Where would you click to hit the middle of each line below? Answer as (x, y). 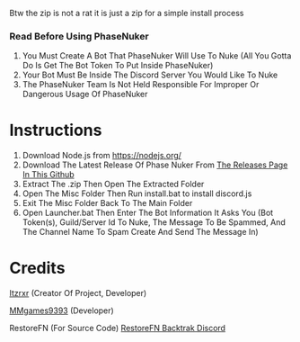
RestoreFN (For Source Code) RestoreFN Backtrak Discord (118, 328)
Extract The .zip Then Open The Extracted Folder (113, 184)
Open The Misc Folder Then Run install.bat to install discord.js (137, 193)
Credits (37, 268)
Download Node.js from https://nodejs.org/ (102, 156)
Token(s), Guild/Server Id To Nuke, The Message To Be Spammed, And (154, 222)
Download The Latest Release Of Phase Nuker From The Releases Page (155, 165)
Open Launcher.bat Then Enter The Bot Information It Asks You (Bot (148, 213)
